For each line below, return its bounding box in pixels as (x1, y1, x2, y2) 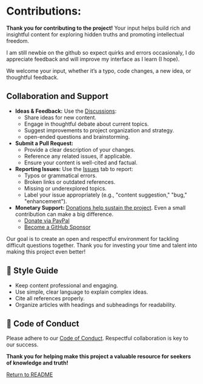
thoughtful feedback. (6, 73, 59, 81)
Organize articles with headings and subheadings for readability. (15, 301, 177, 308)
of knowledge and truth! (6, 359, 68, 366)
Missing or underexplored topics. (24, 184, 107, 192)
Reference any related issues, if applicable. (24, 152, 132, 160)
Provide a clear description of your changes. (24, 146, 135, 153)
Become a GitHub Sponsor (24, 223, 91, 231)
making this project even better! (6, 248, 86, 255)
